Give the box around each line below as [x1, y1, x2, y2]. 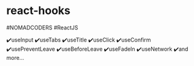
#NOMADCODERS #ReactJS [6, 24, 78, 31]
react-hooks [6, 4, 70, 18]
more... [6, 54, 24, 61]
